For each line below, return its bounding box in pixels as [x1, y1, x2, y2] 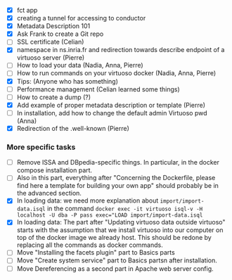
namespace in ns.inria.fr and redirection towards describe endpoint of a [16, 46, 225, 54]
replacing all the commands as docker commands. [16, 241, 163, 249]
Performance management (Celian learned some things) [16, 84, 180, 94]
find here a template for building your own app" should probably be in [16, 182, 219, 190]
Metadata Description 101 [16, 22, 91, 30]
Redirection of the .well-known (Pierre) [16, 124, 129, 132]
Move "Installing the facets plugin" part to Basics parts [16, 248, 175, 257]
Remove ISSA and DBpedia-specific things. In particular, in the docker [16, 158, 219, 167]
